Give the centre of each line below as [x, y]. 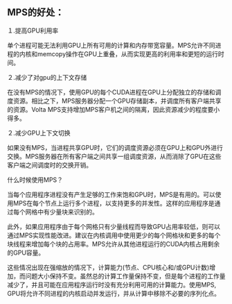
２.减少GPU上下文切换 [39, 133]
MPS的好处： [36, 12]
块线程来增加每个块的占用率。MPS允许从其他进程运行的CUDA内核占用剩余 [114, 244]
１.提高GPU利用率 [33, 31]
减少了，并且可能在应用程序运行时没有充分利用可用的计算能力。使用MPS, [112, 285]
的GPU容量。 [26, 253]
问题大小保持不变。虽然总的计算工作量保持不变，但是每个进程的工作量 [125, 276]
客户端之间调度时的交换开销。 [50, 164]
